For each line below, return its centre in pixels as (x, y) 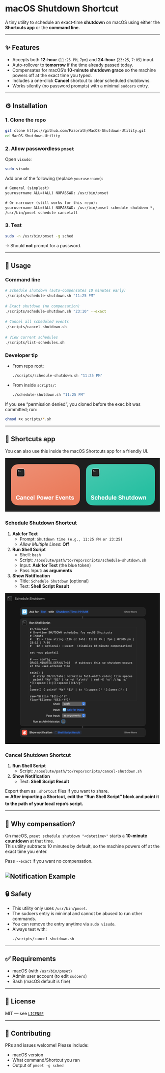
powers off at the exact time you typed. (52, 75)
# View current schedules (31, 338)
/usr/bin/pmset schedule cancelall (41, 213)
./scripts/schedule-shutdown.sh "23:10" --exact (56, 311)
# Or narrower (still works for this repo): (51, 203)
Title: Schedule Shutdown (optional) (54, 581)
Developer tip (22, 355)
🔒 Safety (18, 894)
